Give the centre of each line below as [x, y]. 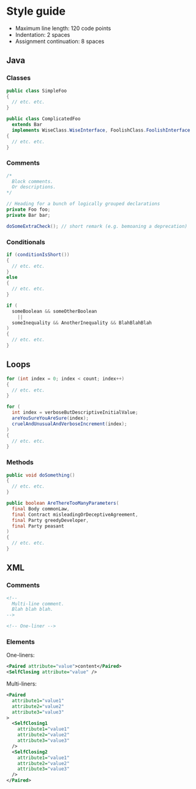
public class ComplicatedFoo [43, 119]
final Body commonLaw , [41, 509]
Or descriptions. [34, 187]
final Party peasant [38, 526]
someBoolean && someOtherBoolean [55, 311]
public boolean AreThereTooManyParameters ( [63, 504]
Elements [21, 641]
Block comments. [32, 181]
